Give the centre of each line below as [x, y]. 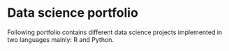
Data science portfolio [73, 13]
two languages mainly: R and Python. [60, 39]
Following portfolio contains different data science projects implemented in [115, 32]
